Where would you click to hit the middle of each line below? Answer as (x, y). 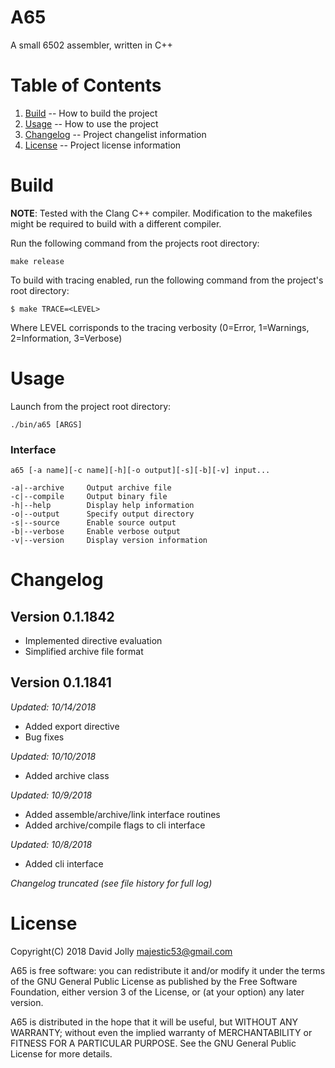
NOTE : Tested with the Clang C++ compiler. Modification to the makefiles (161, 213)
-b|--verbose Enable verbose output (96, 532)
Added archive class (67, 775)
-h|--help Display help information (102, 506)
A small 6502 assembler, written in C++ (91, 45)
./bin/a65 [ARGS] (46, 424)
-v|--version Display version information (109, 541)
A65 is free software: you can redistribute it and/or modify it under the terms (168, 970)
